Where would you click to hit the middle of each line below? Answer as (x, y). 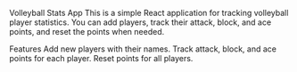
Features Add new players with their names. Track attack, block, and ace (143, 49)
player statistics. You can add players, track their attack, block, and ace (140, 22)
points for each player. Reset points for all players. (101, 58)
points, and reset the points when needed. (87, 32)
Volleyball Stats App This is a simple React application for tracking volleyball (149, 13)
